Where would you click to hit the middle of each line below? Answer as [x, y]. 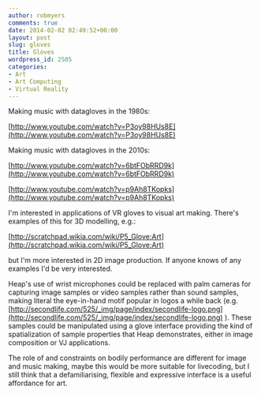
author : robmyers [37, 15]
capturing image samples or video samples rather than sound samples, [123, 292]
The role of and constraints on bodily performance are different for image [127, 358]
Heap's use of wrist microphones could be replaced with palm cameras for [130, 284]
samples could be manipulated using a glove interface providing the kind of [130, 326]
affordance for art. [38, 383]
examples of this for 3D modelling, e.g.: [72, 221]
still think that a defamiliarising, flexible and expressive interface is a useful [130, 375]
